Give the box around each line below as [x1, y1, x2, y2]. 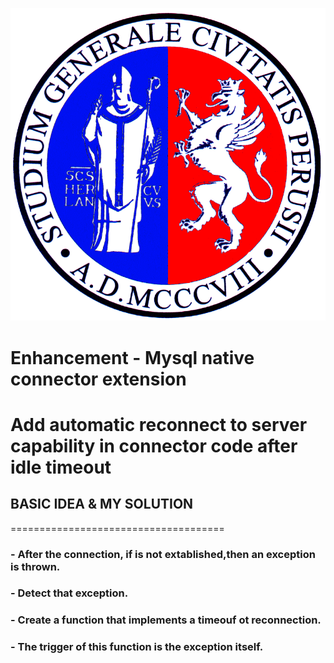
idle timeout [10, 456, 112, 478]
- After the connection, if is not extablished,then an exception [10, 547, 316, 561]
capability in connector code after [10, 434, 298, 457]
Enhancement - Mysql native [10, 346, 255, 369]
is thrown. [10, 559, 61, 573]
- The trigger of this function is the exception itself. [10, 640, 264, 654]
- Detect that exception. [10, 586, 129, 600]
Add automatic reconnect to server [10, 413, 308, 436]
